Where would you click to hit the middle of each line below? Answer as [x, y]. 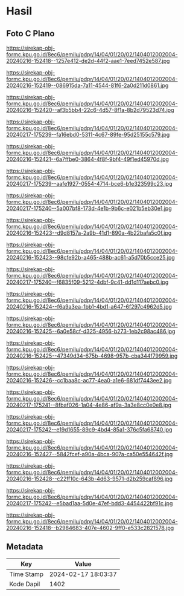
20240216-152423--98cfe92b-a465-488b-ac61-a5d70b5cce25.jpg [90, 257]
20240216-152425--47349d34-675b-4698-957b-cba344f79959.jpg [92, 356]
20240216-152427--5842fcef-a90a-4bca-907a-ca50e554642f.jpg [90, 454]
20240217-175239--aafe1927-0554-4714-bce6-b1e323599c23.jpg [89, 184]
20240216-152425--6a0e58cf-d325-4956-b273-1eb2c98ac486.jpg [91, 331]
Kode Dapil [25, 584]
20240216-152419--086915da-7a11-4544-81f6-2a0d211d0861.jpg [87, 85]
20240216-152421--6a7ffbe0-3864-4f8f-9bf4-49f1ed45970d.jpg [87, 159]
